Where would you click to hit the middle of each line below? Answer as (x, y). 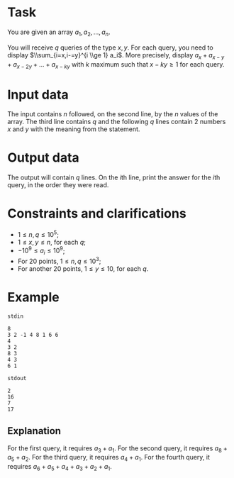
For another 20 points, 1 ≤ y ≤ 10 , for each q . (83, 268)
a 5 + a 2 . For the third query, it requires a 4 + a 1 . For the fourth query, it (109, 458)
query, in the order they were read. (58, 185)
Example (33, 298)
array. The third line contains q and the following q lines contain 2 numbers (117, 122)
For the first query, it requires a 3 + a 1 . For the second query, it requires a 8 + (118, 449)
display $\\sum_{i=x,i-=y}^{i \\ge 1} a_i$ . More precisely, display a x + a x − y (116, 56)
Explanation (34, 431)
